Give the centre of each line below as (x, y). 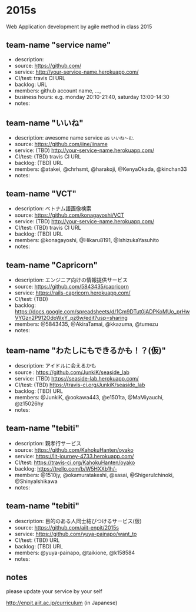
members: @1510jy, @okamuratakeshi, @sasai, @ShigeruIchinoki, (94, 475)
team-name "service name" (59, 45)
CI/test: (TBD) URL (37, 540)
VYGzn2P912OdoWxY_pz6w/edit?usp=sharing (71, 318)
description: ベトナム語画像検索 (53, 209)
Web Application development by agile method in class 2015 (79, 27)
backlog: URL (31, 84)
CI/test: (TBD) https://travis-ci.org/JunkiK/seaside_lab (80, 385)
